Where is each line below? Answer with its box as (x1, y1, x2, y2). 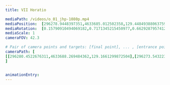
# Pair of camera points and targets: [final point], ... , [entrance (5, 45, 157, 50)
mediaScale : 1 (5, 31, 35, 36)
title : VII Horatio (5, 7, 47, 13)
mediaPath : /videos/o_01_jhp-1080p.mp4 (5, 16, 90, 22)
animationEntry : (5, 72, 39, 77)
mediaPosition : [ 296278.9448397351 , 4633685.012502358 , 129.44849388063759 (5, 21, 166, 26)
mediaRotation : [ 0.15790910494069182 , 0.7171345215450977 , (5, 26, 133, 31)
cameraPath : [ (5, 49, 35, 54)
